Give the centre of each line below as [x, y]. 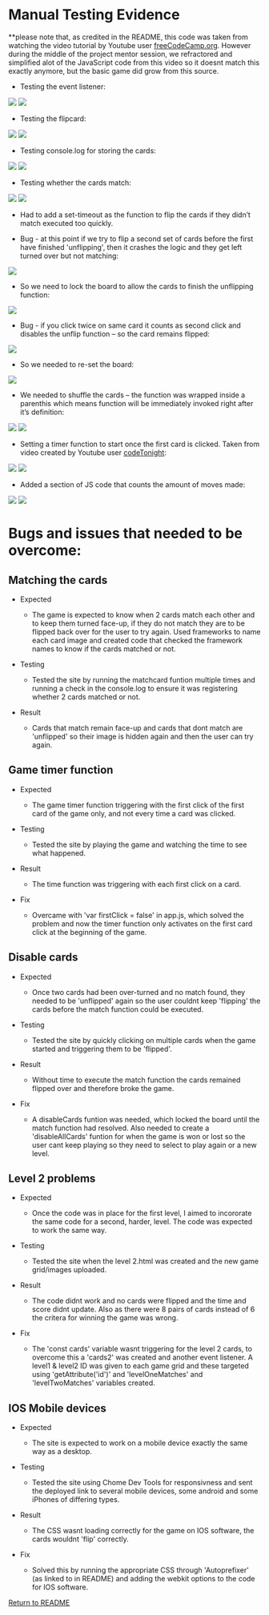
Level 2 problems [52, 1178]
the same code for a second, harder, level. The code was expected [142, 1222]
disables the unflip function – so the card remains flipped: [115, 333]
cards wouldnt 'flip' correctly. [80, 1539]
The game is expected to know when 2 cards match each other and [143, 614]
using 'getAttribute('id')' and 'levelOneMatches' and [117, 1375]
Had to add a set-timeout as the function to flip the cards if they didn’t [135, 215]
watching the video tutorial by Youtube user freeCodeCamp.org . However [130, 45]
